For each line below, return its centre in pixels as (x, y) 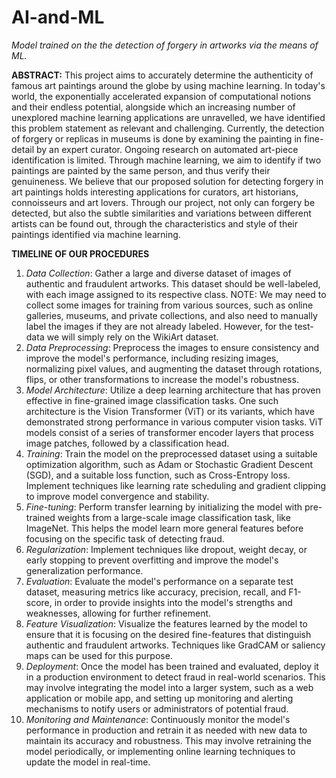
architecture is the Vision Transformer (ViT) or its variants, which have (170, 411)
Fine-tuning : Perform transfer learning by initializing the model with (164, 507)
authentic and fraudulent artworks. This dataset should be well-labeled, (173, 283)
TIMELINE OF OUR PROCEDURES (80, 253)
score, (39, 602)
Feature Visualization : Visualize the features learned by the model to (166, 623)
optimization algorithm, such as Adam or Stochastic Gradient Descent (169, 464)
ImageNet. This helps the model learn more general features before (164, 528)
